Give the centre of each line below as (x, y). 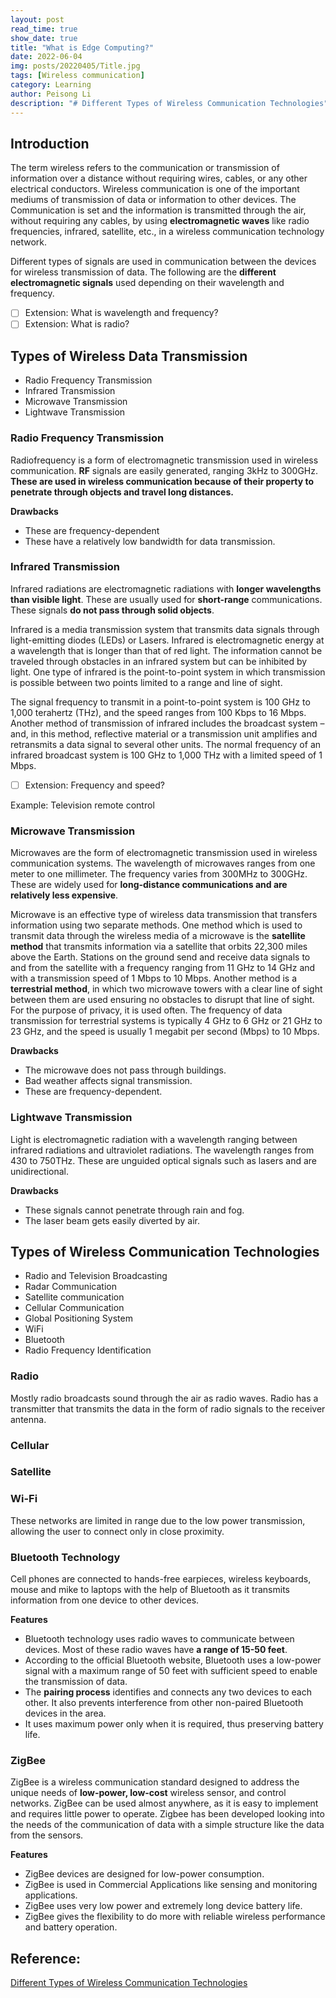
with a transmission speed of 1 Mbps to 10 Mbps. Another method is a (154, 978)
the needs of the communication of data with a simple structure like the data (167, 1825)
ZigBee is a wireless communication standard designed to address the (155, 1782)
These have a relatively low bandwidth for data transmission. (150, 541)
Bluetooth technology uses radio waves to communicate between (159, 1639)
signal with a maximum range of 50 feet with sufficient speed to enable (171, 1671)
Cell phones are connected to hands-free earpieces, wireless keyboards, (161, 1579)
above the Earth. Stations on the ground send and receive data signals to (160, 957)
